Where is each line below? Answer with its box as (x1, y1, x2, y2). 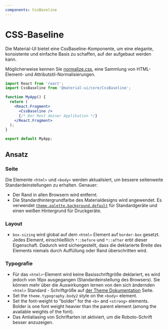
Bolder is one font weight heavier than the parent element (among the (12, 303, 156, 309)
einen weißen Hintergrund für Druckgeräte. (12, 208, 102, 214)
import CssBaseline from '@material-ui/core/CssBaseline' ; (5, 86, 131, 91)
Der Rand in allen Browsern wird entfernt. (12, 192, 98, 198)
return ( (10, 99, 28, 104)
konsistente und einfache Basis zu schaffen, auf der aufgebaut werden (5, 51, 151, 57)
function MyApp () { (5, 95, 46, 100)
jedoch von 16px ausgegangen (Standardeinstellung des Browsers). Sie (12, 277, 160, 283)
